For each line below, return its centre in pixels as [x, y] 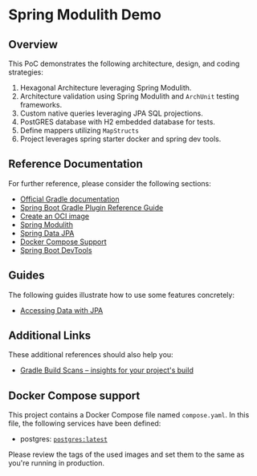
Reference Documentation [75, 164]
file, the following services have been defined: [85, 424]
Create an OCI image [55, 216]
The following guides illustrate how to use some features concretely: [122, 295]
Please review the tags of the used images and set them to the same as [126, 454]
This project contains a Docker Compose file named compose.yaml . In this [129, 415]
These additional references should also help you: [91, 355]
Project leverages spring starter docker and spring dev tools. [120, 139]
